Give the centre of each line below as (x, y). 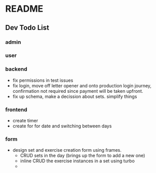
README (24, 9)
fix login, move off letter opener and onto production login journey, (82, 85)
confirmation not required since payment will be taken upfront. (78, 91)
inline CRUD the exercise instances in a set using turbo (77, 161)
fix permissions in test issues (43, 80)
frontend (16, 110)
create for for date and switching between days (62, 126)
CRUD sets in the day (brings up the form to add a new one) (83, 156)
